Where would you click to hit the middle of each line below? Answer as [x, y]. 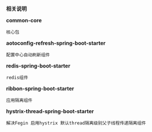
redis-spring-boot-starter [38, 66]
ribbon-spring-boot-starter [40, 89]
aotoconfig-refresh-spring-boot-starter [56, 43]
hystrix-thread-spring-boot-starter [50, 111]
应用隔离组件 [19, 100]
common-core [24, 20]
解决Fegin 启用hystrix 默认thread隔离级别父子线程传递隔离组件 [76, 123]
